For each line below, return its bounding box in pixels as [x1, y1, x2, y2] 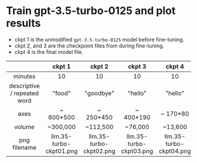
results [6, 16, 41, 30]
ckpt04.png [158, 147, 191, 155]
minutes [13, 72, 36, 80]
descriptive [9, 81, 40, 90]
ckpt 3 [128, 62, 147, 70]
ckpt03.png [121, 147, 154, 155]
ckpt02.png [83, 147, 116, 155]
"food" [52, 89, 71, 97]
